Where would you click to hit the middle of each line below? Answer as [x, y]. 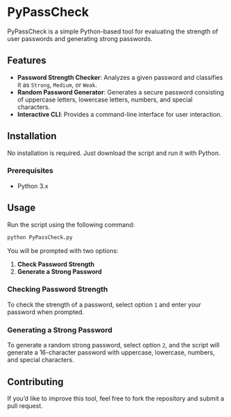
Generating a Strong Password [60, 329]
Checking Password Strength [58, 289]
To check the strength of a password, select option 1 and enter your [104, 304]
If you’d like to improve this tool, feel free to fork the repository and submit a [115, 398]
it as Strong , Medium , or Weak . [57, 85]
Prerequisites [30, 171]
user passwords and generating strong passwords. [80, 38]
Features [27, 61]
